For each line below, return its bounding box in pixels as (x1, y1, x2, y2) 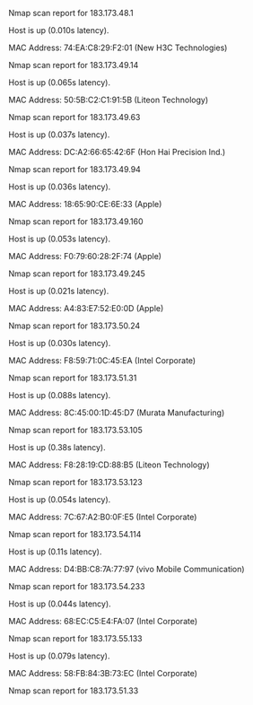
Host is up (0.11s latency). (8, 546, 102, 557)
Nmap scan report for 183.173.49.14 (8, 60, 139, 70)
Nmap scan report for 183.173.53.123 (8, 477, 143, 487)
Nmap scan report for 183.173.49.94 (8, 164, 141, 174)
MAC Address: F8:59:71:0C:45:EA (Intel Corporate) (8, 355, 196, 366)
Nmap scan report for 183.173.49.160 (8, 216, 144, 227)
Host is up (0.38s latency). (8, 442, 106, 452)
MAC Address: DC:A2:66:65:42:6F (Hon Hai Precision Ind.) (8, 147, 226, 157)
